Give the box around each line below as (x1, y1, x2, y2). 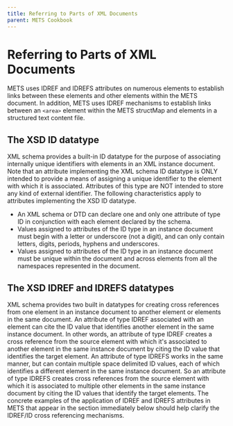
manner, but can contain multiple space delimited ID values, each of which (7, 359, 220, 368)
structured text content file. (7, 114, 85, 122)
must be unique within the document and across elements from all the (17, 254, 217, 263)
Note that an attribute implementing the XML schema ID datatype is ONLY (7, 167, 218, 176)
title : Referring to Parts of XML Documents (7, 10, 138, 17)
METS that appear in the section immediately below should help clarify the (7, 404, 220, 412)
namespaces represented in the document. (17, 262, 141, 270)
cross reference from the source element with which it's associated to (7, 338, 207, 346)
